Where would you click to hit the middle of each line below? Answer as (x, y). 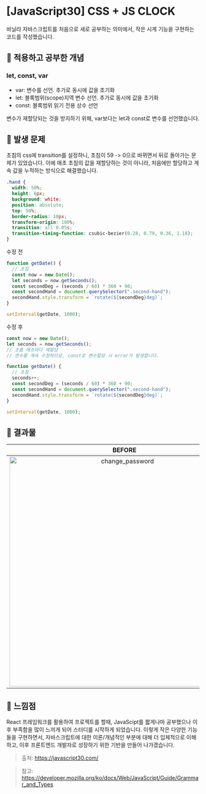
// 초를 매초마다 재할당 (32, 350)
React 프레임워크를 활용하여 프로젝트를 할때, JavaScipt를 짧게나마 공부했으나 (99, 722)
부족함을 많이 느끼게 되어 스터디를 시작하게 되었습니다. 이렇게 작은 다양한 (99, 730)
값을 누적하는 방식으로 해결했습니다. (55, 170)
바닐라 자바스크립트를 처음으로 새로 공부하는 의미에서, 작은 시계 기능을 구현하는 (101, 29)
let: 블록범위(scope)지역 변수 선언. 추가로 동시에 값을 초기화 (87, 97)
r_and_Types (37, 784)
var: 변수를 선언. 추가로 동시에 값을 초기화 (65, 90)
